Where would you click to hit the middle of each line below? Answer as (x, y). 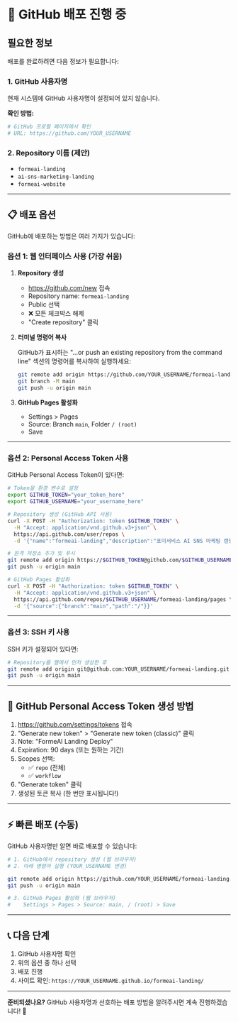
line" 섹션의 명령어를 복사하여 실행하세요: (74, 361)
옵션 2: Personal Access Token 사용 (68, 458)
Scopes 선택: (36, 759)
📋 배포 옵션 (32, 215)
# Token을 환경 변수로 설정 (43, 488)
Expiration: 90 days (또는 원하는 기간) (70, 750)
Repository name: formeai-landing (79, 296)
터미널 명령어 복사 (42, 337)
